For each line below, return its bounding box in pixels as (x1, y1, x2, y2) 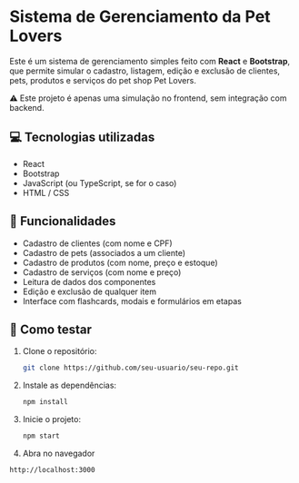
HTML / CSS (22, 187, 70, 198)
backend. (9, 102, 45, 113)
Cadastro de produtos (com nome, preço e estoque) (22, 257, 218, 268)
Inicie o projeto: (22, 414, 82, 425)
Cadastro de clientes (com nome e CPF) (22, 238, 173, 249)
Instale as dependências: (22, 379, 116, 391)
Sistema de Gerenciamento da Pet (9, 6, 271, 27)
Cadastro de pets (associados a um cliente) (22, 247, 186, 258)
